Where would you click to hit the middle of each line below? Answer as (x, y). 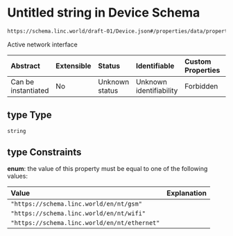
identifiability (157, 90)
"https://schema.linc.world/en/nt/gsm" (76, 204)
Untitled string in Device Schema (104, 13)
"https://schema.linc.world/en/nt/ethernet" (85, 223)
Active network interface (42, 44)
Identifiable (155, 66)
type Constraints (44, 153)
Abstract (25, 66)
